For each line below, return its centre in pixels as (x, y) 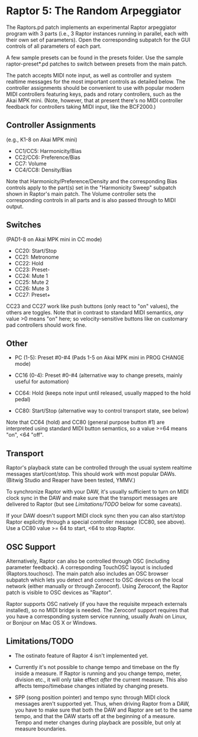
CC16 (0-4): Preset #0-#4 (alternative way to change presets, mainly (98, 375)
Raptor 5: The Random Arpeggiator (94, 11)
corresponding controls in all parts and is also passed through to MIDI (91, 200)
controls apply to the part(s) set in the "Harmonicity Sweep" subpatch (91, 187)
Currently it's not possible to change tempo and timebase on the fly (97, 667)
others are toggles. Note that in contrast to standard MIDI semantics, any (95, 312)
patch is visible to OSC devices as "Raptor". (59, 592)
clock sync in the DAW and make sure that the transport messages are (92, 498)
